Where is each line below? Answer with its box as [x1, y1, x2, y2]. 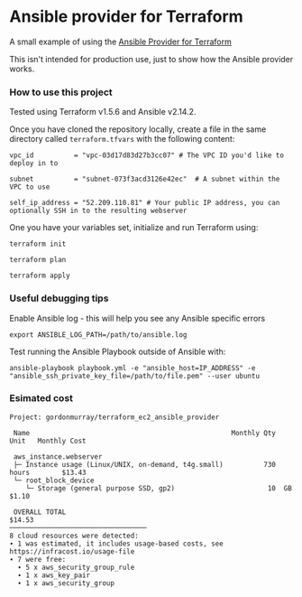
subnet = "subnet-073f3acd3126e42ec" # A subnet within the [9, 174, 280, 184]
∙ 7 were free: [9, 555, 67, 564]
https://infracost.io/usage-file [9, 546, 135, 556]
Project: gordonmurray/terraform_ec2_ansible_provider [9, 413, 220, 422]
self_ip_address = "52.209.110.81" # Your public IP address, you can [9, 199, 280, 208]
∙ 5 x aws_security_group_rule [17, 563, 135, 572]
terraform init [9, 239, 67, 249]
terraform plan [9, 256, 67, 265]
